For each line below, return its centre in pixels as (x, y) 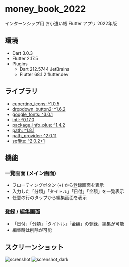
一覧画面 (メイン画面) (31, 173)
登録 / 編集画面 (23, 212)
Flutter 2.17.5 (25, 58)
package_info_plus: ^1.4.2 (39, 125)
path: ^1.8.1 (23, 130)
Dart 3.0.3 (23, 53)
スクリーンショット (34, 247)
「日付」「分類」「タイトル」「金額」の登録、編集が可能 (68, 224)
